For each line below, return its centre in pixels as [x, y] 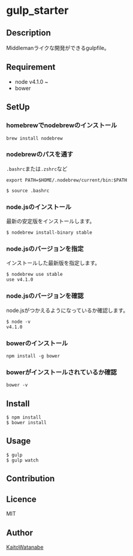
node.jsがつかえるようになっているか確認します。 [67, 310]
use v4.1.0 [20, 280]
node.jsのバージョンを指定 [45, 249]
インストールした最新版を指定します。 [53, 263]
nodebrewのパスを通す [40, 154]
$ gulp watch [22, 460]
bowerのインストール [37, 343]
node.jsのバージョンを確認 [45, 296]
